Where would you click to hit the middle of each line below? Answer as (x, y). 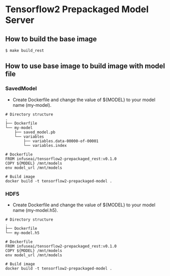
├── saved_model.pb (35, 132)
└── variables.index (45, 145)
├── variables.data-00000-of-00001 (61, 141)
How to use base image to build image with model (85, 66)
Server (20, 20)
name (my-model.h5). (35, 210)
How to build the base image (51, 39)
